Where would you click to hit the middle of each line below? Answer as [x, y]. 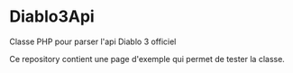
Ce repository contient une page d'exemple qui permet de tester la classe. [147, 59]
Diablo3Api [52, 17]
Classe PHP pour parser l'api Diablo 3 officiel [93, 41]
